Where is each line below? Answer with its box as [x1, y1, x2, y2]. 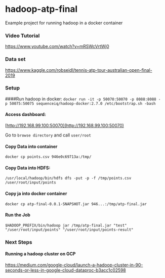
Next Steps [5, 238, 33, 245]
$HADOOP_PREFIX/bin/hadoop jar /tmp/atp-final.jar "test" [5, 223, 127, 228]
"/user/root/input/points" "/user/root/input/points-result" [5, 227, 134, 232]
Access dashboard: [5, 111, 46, 117]
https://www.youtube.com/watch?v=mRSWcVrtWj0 [5, 44, 110, 49]
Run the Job [5, 212, 31, 218]
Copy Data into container [5, 143, 58, 149]
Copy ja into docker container [5, 190, 68, 196]
